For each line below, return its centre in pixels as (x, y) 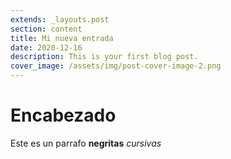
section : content (46, 29)
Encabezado (63, 115)
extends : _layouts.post (60, 19)
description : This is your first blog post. (104, 57)
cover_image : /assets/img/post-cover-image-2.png (116, 66)
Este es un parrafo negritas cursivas (86, 143)
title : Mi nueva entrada (62, 38)
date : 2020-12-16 (46, 47)
